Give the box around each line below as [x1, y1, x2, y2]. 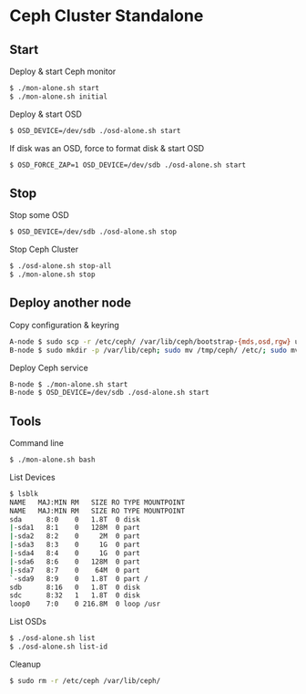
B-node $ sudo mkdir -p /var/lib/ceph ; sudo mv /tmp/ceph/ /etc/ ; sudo [9, 346, 287, 355]
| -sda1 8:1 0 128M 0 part [9, 523, 141, 533]
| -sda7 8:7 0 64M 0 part [9, 565, 141, 575]
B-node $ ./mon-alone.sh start [9, 379, 128, 388]
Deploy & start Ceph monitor [9, 66, 117, 77]
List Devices [9, 471, 56, 482]
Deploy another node [9, 295, 132, 311]
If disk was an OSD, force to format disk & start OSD [9, 142, 205, 153]
